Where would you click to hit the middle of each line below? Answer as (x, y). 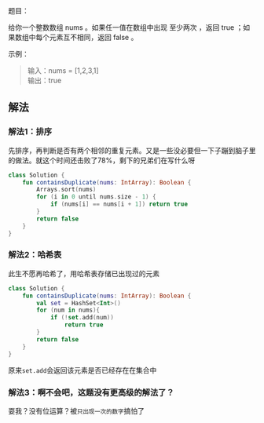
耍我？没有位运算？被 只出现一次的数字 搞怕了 (77, 410)
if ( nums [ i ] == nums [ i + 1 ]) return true (119, 204)
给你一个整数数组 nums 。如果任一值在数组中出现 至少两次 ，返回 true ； (126, 27)
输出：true (44, 80)
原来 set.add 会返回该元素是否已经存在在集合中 (82, 370)
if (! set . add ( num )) (82, 318)
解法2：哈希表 (35, 255)
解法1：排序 (30, 132)
